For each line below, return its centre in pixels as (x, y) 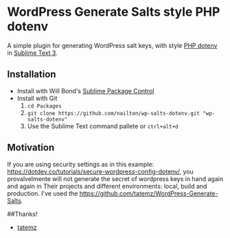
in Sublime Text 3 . (33, 53)
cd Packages (44, 106)
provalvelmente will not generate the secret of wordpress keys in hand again (115, 178)
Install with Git (37, 98)
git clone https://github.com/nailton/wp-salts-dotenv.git (114, 113)
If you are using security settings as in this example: (81, 164)
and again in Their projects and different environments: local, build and (107, 186)
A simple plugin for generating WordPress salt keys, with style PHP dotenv (112, 45)
